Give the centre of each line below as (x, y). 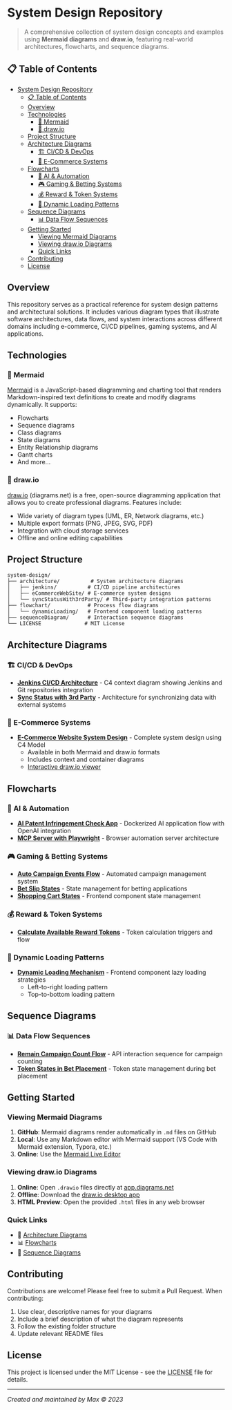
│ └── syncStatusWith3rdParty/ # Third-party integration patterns (109, 600)
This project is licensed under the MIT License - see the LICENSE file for (110, 1372)
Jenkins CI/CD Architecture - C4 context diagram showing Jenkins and (119, 683)
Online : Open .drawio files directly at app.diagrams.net (95, 1187)
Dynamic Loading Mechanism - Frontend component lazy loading (112, 972)
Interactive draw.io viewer (64, 767)
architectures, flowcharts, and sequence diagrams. (96, 46)
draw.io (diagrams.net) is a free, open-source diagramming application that (114, 495)
